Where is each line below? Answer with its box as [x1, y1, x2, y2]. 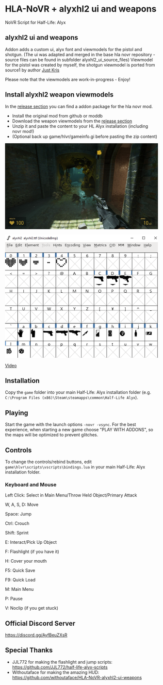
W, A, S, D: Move [5, 501, 39, 508]
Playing [5, 409, 28, 417]
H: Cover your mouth [5, 558, 47, 564]
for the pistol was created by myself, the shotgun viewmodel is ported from [5, 62, 155, 67]
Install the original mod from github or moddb [12, 113, 103, 118]
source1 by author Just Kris [5, 67, 60, 73]
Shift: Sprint [5, 530, 29, 536]
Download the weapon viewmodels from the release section [12, 118, 132, 124]
